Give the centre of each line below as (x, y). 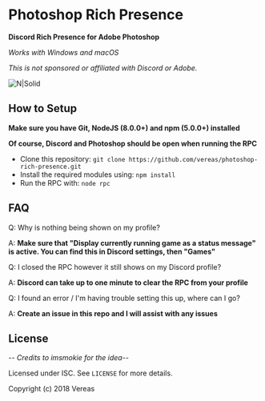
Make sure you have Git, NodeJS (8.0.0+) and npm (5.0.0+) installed (124, 128)
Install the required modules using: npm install (98, 174)
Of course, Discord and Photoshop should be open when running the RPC (133, 143)
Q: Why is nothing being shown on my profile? (84, 227)
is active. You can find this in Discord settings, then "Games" (112, 251)
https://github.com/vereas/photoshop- (193, 159)
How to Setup (43, 108)
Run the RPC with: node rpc (65, 182)
